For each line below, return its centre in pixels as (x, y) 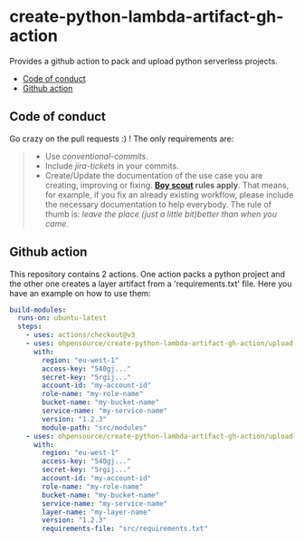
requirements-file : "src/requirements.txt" (125, 529)
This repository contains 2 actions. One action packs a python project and (147, 274)
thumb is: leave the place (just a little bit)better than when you (161, 214)
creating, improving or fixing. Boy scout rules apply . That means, (167, 185)
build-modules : (38, 310)
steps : (30, 327)
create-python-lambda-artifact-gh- (147, 17)
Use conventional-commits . (97, 156)
